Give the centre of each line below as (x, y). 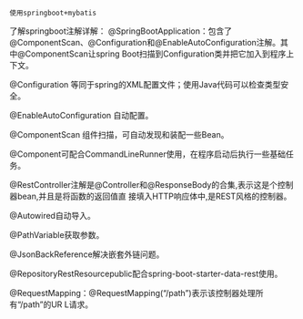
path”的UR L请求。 (58, 304)
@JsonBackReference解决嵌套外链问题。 (87, 254)
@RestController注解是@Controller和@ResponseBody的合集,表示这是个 (143, 185)
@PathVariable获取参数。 (57, 235)
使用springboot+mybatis (53, 13)
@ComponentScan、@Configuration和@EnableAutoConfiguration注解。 (145, 42)
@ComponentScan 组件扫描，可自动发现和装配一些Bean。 (119, 134)
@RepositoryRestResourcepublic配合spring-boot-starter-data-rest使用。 (146, 273)
